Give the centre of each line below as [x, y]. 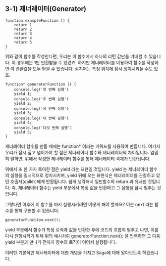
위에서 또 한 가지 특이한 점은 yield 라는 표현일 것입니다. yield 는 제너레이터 [77, 169]
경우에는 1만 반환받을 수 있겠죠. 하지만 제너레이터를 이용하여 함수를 [81, 62]
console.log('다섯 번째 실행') [43, 128]
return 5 [23, 42]
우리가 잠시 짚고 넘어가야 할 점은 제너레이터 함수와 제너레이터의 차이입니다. [77, 152]
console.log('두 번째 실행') [42, 99]
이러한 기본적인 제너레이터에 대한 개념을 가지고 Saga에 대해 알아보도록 [73, 252]
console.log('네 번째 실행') [42, 118]
